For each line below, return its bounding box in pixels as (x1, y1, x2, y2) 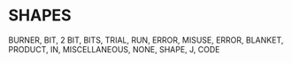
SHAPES (8, 5, 72, 26)
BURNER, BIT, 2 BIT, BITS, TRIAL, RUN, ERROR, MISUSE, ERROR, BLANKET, (8, 35, 284, 45)
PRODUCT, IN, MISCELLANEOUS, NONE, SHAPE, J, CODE (8, 43, 220, 54)
